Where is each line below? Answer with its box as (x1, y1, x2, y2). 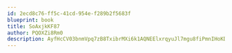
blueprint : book (7, 17, 54, 23)
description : (7, 36, 45, 43)
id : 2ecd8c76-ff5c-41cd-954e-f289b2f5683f (7, 10, 131, 17)
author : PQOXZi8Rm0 (7, 29, 64, 36)
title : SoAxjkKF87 (7, 23, 60, 30)
